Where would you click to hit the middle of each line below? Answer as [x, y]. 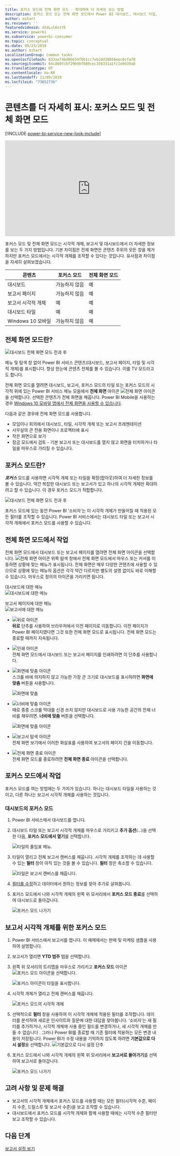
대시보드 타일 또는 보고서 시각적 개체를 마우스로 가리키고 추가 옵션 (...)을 [79, 831]
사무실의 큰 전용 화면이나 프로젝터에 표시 [50, 430]
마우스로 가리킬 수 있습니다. [47, 449]
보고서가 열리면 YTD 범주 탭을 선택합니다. [51, 956]
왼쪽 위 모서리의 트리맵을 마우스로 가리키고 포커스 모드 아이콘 [70, 967]
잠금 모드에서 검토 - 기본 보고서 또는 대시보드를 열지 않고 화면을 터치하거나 [82, 442]
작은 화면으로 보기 [29, 436]
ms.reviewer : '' [21, 23]
